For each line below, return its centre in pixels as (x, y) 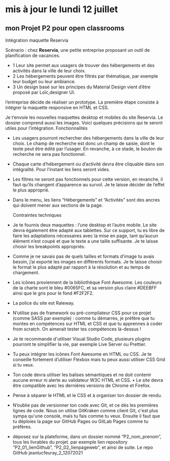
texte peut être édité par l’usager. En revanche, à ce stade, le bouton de (87, 149)
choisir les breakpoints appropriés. (49, 246)
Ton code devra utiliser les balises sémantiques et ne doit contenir (82, 375)
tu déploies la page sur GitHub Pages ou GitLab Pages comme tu (80, 421)
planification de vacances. (33, 55)
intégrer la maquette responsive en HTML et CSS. (57, 107)
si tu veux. (23, 365)
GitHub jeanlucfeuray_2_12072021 (47, 453)
